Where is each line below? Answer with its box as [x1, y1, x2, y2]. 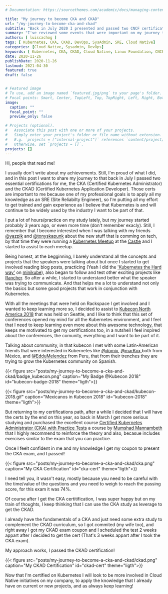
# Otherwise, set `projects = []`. [5, 142, 84, 147]
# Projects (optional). [5, 123, 55, 128]
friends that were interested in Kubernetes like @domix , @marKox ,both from [5, 348, 162, 354]
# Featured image [5, 86, 41, 91]
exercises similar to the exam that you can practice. [5, 436, 111, 442]
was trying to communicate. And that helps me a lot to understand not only [5, 280, 159, 286]
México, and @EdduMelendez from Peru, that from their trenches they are [5, 353, 158, 359]
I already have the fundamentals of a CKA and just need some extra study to [5, 516, 162, 523]
